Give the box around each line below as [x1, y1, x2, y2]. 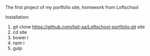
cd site [12, 29, 27, 35]
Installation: [5, 14, 29, 20]
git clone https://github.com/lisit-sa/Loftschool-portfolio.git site [12, 24, 145, 30]
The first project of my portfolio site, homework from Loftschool [5, 5, 139, 10]
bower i [12, 35, 29, 40]
